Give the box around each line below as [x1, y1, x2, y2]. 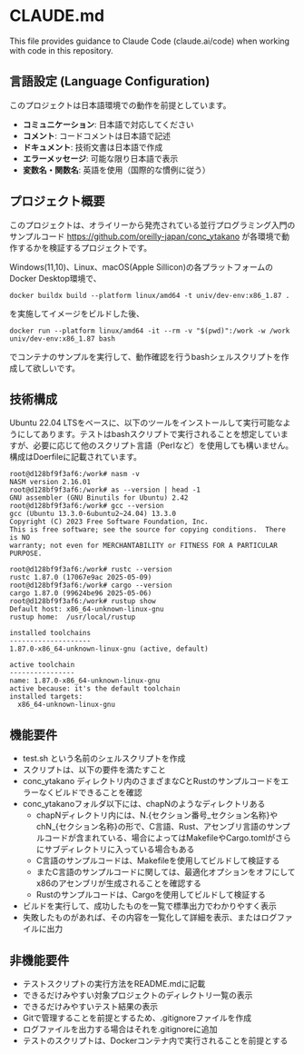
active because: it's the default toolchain [9, 684, 181, 693]
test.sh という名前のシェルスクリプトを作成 [22, 753, 186, 764]
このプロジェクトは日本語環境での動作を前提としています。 [9, 99, 231, 110]
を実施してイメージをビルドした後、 [9, 308, 145, 319]
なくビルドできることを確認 [38, 787, 142, 798]
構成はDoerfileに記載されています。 [9, 452, 142, 462]
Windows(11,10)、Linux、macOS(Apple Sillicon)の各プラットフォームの [9, 261, 274, 273]
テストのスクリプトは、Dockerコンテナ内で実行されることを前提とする [22, 1035, 289, 1046]
